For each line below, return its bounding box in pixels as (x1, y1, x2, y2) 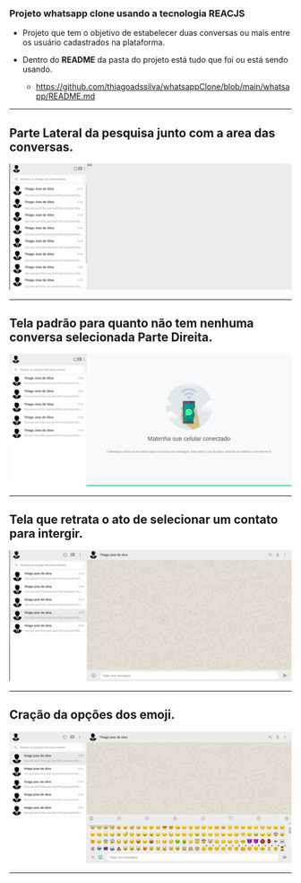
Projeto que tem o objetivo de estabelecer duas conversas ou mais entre (21, 28, 291, 39)
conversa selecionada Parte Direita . (9, 329, 213, 345)
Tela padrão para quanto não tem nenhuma (9, 315, 254, 330)
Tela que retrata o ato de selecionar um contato (9, 512, 279, 528)
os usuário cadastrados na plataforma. (21, 37, 166, 48)
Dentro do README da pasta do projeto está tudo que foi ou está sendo (21, 55, 288, 66)
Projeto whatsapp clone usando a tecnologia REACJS (9, 7, 245, 20)
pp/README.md (35, 91, 96, 101)
